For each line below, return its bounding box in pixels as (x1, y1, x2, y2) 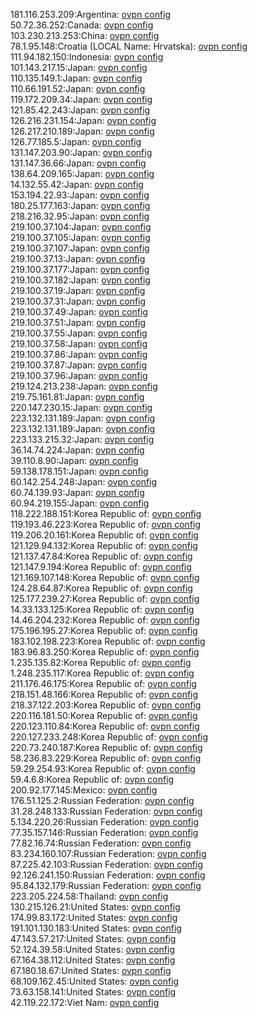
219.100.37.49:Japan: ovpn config (10, 306, 148, 318)
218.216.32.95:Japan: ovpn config (10, 210, 150, 222)
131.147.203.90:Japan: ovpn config (10, 147, 153, 158)
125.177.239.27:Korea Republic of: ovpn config (10, 593, 200, 604)
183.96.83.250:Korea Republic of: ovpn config (10, 646, 200, 658)
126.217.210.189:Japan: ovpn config (10, 125, 155, 137)
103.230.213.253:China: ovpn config (10, 30, 160, 41)
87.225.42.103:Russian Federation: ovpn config (10, 859, 203, 870)
